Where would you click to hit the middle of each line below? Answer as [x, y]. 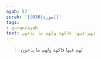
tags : [13, 22]
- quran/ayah [22, 28]
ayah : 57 [17, 11]
